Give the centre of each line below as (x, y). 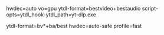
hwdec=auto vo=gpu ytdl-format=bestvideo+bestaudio (73, 8)
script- (150, 8)
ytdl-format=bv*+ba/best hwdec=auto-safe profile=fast (74, 26)
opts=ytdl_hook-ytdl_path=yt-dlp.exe (51, 15)
